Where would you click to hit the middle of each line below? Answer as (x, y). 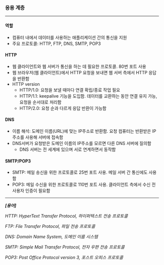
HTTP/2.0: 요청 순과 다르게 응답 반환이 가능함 (63, 108)
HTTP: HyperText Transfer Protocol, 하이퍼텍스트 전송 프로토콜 (67, 216)
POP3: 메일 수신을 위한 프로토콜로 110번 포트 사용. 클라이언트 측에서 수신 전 (84, 184)
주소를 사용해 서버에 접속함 (38, 137)
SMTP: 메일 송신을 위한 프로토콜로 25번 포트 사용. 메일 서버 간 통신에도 (80, 172)
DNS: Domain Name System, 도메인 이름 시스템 (51, 237)
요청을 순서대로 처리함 (41, 102)
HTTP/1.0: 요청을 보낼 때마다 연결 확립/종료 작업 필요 (70, 90)
